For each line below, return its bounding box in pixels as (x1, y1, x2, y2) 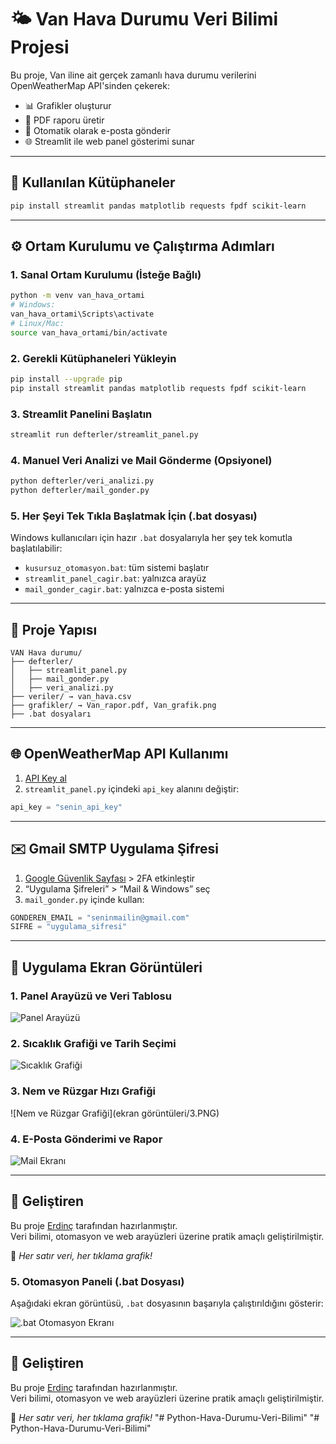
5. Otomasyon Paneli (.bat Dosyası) (10, 1274, 185, 1288)
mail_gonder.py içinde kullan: (24, 893, 145, 905)
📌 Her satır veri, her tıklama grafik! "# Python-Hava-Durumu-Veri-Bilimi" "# (10, 1411, 320, 1423)
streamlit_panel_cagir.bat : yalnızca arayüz (24, 572, 207, 585)
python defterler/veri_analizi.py (10, 476, 155, 486)
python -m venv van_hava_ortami (10, 291, 145, 301)
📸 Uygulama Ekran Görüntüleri (10, 959, 203, 976)
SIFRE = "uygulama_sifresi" (10, 922, 128, 932)
